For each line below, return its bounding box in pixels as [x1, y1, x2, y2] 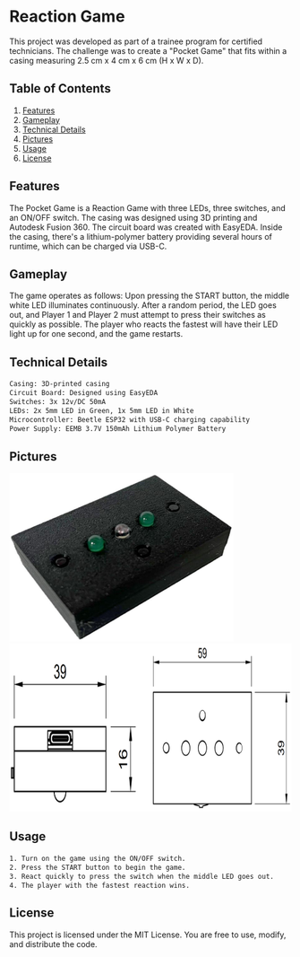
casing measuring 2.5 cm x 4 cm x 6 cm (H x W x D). [9, 55, 204, 66]
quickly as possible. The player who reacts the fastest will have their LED [9, 319, 279, 329]
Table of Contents [9, 81, 112, 96]
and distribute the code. [9, 938, 98, 949]
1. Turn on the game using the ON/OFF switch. [9, 854, 186, 863]
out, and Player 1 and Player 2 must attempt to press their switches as [9, 310, 266, 320]
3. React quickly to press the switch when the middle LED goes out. [9, 872, 275, 881]
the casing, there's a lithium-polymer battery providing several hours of [9, 231, 273, 241]
